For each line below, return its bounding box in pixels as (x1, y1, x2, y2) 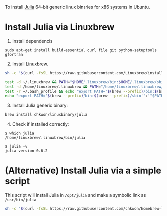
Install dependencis (12, 38, 53, 44)
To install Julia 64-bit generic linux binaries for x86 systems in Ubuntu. (5, 4, 150, 10)
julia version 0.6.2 (5, 148, 48, 154)
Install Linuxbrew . (12, 61, 48, 67)
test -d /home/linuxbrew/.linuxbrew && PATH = (5, 84, 101, 89)
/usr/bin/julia (5, 197, 37, 203)
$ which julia (5, 131, 35, 136)
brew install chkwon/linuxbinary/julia (5, 112, 88, 117)
